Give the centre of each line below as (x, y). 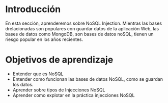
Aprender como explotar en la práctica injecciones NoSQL (74, 95)
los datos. (23, 84)
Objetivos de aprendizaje (59, 60)
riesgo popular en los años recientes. (44, 39)
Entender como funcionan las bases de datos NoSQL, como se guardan (88, 79)
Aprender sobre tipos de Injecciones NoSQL (59, 90)
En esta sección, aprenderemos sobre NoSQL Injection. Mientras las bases (83, 23)
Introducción (33, 9)
